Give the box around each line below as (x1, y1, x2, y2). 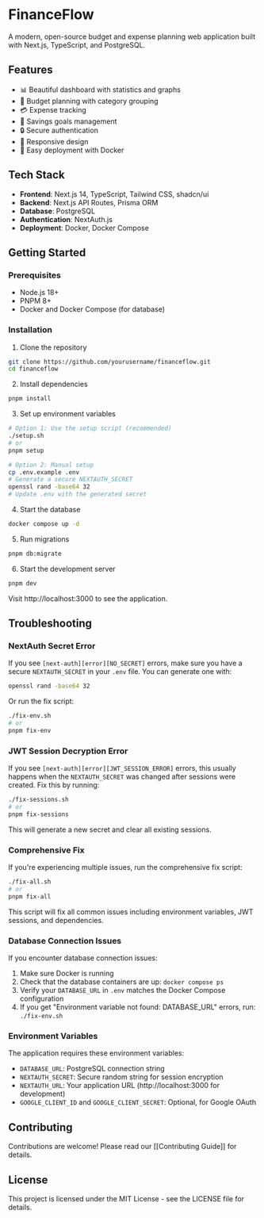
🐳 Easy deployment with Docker (19, 145, 124, 155)
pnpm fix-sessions (8, 810, 69, 818)
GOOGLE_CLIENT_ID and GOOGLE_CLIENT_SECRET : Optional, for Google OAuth (19, 1097, 256, 1107)
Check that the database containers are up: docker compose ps (19, 977, 224, 986)
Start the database (19, 505, 81, 515)
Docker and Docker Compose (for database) (19, 304, 165, 314)
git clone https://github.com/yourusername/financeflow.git (8, 358, 212, 366)
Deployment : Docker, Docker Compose (19, 223, 149, 232)
